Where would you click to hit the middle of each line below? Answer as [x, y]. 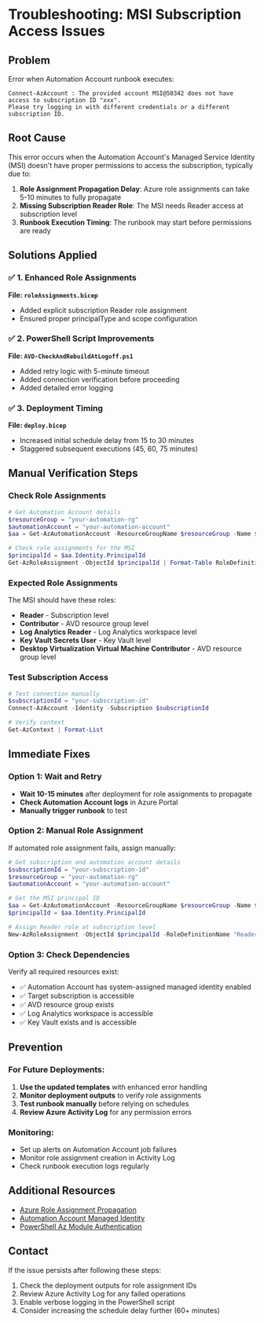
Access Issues [57, 31]
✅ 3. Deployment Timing [56, 408]
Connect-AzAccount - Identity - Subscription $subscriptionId [109, 709]
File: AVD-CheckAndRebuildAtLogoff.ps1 [71, 356]
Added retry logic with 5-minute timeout [84, 371]
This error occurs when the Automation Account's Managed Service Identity [132, 157]
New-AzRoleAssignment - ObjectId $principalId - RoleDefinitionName [119, 934]
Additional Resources [62, 1191]
